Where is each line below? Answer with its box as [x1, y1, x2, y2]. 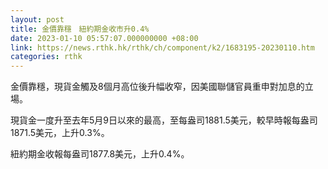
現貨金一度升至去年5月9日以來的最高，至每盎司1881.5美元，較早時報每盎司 [10, 114, 318, 126]
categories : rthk [10, 52, 83, 62]
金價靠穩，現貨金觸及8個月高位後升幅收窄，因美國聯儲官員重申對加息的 [10, 81, 305, 93]
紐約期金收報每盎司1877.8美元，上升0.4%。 [10, 148, 190, 160]
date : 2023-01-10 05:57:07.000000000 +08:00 [10, 33, 199, 43]
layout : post [10, 14, 65, 25]
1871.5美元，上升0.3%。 [10, 127, 110, 139]
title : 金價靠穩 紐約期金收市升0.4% [10, 24, 150, 34]
